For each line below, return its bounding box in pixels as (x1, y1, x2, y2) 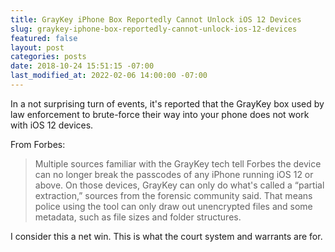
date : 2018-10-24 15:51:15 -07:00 (10, 61, 155, 71)
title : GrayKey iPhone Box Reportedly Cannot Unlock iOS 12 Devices (10, 14, 302, 25)
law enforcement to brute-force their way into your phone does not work (10, 108, 310, 120)
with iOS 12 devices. (10, 119, 94, 131)
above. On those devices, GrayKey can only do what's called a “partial (34, 179, 325, 191)
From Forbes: (10, 138, 66, 150)
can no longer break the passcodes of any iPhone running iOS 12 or (34, 168, 314, 180)
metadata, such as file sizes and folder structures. (34, 211, 242, 223)
